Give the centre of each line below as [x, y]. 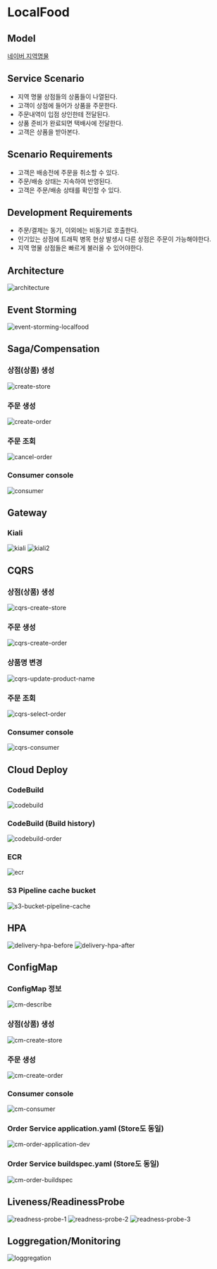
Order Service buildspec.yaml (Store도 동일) [83, 1164]
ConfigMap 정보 [35, 988]
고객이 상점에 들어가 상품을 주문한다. [67, 105]
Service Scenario [46, 79]
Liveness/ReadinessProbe [66, 1202]
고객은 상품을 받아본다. [49, 132]
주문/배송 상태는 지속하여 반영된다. [65, 181]
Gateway [27, 513]
